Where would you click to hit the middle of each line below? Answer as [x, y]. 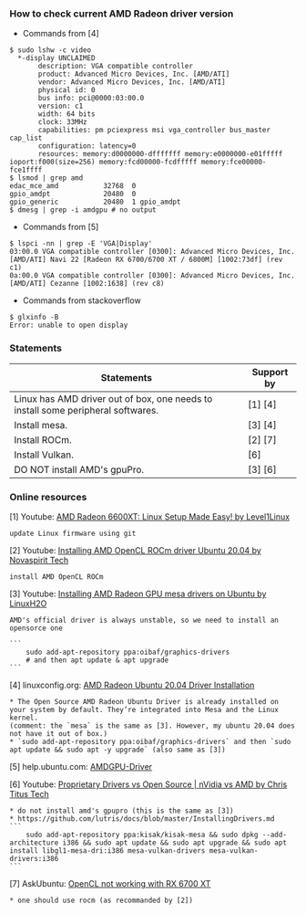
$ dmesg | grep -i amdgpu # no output [83, 210]
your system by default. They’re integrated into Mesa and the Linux [144, 709]
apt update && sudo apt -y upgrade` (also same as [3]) [117, 750]
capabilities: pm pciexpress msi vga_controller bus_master [154, 131]
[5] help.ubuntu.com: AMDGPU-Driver [81, 766]
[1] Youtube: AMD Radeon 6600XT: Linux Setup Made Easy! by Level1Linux [149, 516]
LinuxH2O [28, 603]
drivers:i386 [34, 858]
